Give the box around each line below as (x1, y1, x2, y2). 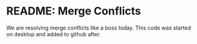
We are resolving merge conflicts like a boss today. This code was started (6, 24, 192, 31)
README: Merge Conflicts (6, 4, 141, 18)
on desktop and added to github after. (6, 30, 102, 37)
